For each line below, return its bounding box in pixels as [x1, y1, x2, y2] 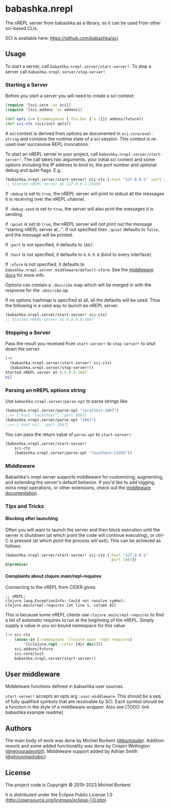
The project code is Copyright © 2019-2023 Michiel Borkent [5, 782, 131, 788]
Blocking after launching [5, 515, 58, 521]
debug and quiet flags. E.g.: [5, 167, 63, 173]
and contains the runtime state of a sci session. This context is [20, 135, 150, 142]
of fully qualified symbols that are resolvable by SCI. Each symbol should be [5, 699, 164, 705]
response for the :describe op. [5, 287, 70, 293]
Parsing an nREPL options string [5, 386, 86, 393]
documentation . [5, 490, 38, 496]
